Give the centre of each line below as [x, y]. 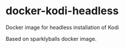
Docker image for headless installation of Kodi [62, 27]
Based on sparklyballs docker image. [51, 39]
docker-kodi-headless [62, 11]
